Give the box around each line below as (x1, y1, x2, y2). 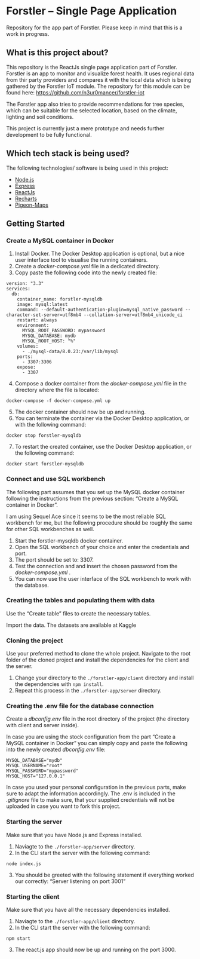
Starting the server (6, 817, 63, 826)
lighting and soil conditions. (6, 113, 74, 120)
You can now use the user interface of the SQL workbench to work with (14, 575, 191, 582)
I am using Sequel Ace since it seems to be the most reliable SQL (6, 513, 166, 520)
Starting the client (6, 892, 60, 900)
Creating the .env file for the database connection (6, 702, 154, 710)
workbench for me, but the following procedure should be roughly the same (6, 519, 193, 526)
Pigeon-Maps (14, 201, 49, 209)
